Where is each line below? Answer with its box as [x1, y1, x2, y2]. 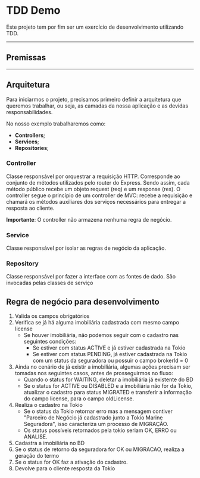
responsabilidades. [6, 108, 53, 115]
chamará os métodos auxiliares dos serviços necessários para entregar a [6, 198, 186, 205]
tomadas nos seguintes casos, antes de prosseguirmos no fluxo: [14, 370, 174, 377]
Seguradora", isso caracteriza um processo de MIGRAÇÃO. [23, 421, 168, 428]
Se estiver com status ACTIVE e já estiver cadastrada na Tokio [32, 344, 186, 351]
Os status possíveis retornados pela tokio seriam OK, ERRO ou [23, 427, 177, 434]
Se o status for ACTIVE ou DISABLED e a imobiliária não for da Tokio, [23, 382, 193, 390]
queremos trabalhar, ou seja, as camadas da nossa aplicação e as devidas [6, 102, 189, 109]
